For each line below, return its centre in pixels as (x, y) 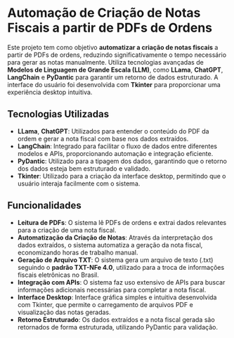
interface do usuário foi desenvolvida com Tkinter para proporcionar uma (114, 84)
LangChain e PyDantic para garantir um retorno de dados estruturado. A (113, 77)
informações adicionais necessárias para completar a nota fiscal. (112, 290)
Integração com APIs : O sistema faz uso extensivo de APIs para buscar (121, 282)
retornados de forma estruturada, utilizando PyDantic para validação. (117, 327)
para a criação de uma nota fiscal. (67, 230)
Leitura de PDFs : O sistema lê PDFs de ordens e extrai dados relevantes (122, 222)
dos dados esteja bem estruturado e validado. (84, 168)
